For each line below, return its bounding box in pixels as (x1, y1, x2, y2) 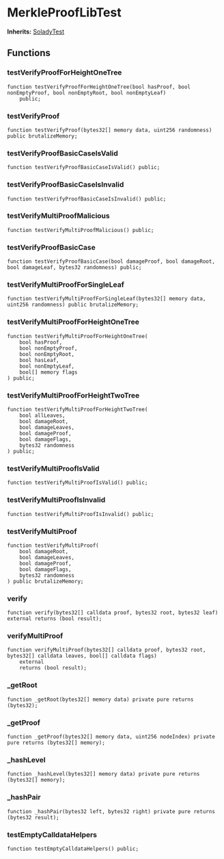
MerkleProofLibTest (7, 5, 122, 21)
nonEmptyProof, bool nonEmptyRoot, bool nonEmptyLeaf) (7, 89, 167, 97)
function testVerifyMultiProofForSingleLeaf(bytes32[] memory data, (7, 296, 206, 303)
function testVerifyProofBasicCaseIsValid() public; (7, 164, 160, 171)
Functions (7, 47, 51, 59)
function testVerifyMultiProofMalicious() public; (7, 227, 154, 233)
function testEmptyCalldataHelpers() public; (7, 845, 139, 852)
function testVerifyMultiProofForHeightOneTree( (7, 333, 148, 339)
